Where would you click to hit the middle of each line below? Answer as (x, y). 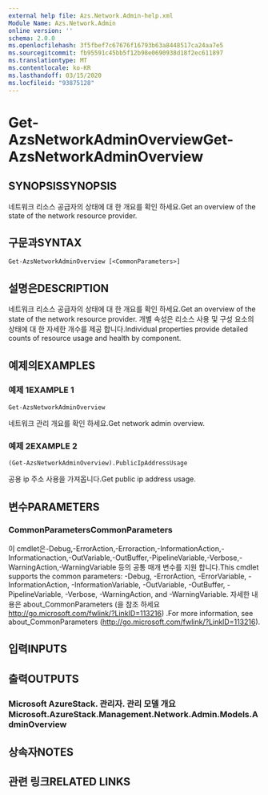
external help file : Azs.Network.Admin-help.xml (91, 16)
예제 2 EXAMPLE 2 (43, 446)
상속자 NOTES (41, 752)
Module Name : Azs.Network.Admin (62, 23)
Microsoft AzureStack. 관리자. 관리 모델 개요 (92, 704)
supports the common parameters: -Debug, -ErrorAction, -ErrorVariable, (127, 576)
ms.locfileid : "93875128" (51, 83)
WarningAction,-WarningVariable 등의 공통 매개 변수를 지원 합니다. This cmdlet (134, 567)
